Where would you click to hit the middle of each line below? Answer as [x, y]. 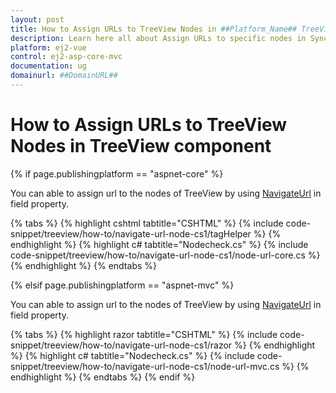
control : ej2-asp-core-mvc [66, 57]
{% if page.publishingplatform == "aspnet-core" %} [117, 173]
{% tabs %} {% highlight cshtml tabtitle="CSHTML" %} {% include [147, 223]
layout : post [37, 19]
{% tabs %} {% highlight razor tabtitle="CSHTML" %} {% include [144, 334]
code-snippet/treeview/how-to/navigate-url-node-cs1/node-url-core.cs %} [165, 255]
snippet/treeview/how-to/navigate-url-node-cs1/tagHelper [131, 233]
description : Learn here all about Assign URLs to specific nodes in [158, 38]
